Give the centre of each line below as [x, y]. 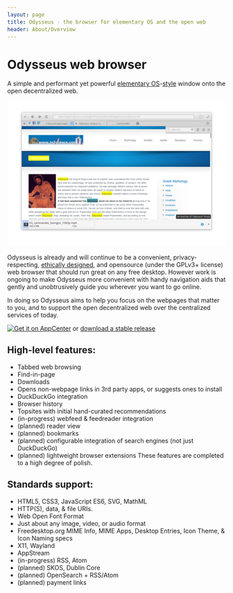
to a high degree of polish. [55, 463]
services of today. [33, 315]
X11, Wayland [36, 545]
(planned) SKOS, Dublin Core [59, 567]
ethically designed [67, 264]
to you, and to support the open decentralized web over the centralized [109, 307]
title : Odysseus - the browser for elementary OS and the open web [107, 22]
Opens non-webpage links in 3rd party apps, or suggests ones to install [120, 389]
